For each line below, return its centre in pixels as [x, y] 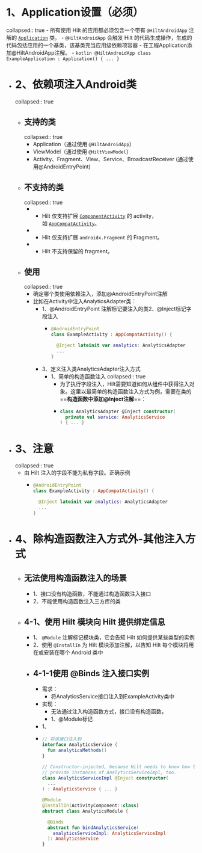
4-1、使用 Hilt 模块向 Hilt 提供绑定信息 [94, 622]
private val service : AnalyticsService [115, 417]
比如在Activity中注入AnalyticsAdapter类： [85, 301]
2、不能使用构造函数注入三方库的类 [77, 601]
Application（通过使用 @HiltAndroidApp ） [84, 144]
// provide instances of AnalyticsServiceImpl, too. [109, 772]
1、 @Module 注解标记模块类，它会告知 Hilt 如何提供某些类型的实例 [114, 638]
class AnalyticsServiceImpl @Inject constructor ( [105, 778]
